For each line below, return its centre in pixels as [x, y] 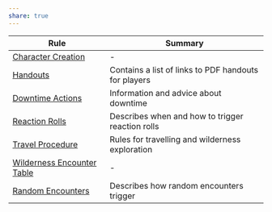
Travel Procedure [45, 144]
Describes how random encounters [177, 185]
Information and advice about [166, 93]
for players [130, 80]
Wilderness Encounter [55, 162]
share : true [28, 16]
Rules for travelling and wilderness [175, 139]
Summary [185, 43]
